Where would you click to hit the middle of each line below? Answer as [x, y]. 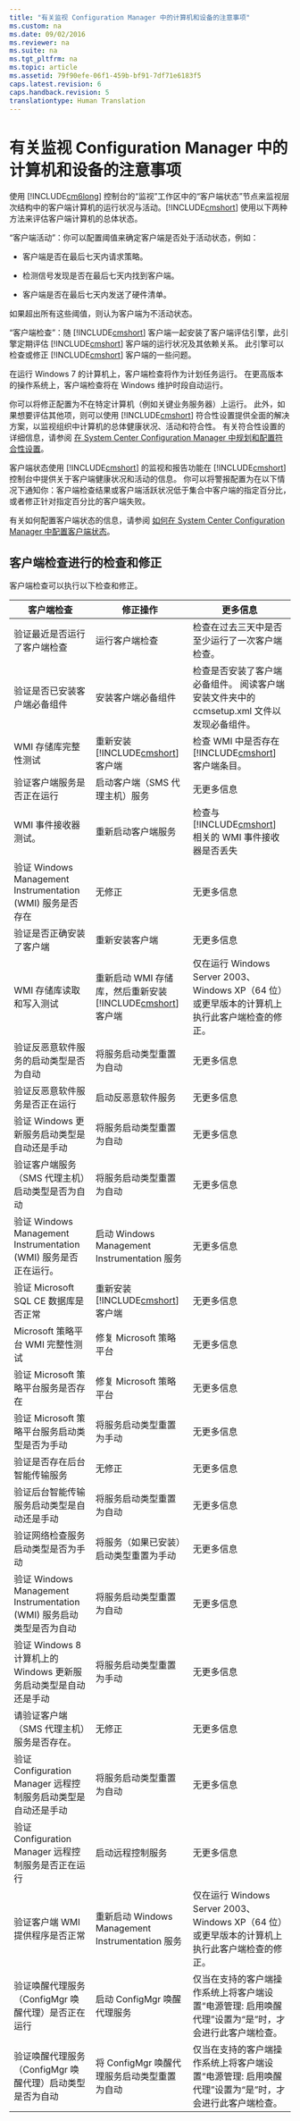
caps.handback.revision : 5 [59, 92]
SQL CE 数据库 [45, 1301]
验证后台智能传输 [50, 1492]
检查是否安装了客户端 [237, 671]
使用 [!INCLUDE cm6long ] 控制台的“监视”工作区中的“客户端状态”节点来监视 [146, 197]
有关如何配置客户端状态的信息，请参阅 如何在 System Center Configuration [147, 520]
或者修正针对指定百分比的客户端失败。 [79, 501]
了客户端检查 [41, 647]
